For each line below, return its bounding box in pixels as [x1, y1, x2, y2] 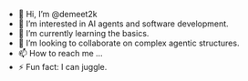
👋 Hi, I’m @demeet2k [17, 9, 98, 19]
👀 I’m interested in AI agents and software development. [17, 18, 230, 29]
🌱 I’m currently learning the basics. [17, 28, 150, 38]
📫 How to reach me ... [17, 48, 103, 58]
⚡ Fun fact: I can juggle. [17, 62, 108, 72]
